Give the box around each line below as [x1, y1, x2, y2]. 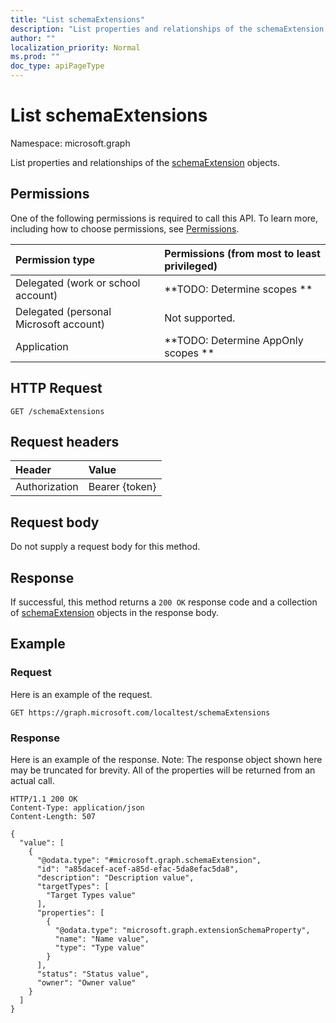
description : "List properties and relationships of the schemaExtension [10, 24, 325, 34]
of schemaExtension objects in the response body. [10, 607, 220, 618]
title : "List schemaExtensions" [10, 14, 145, 25]
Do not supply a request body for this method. [10, 541, 201, 553]
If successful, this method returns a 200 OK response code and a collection [10, 596, 318, 608]
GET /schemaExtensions [10, 406, 105, 416]
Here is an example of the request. [10, 688, 153, 700]
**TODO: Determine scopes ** [164, 282, 313, 296]
